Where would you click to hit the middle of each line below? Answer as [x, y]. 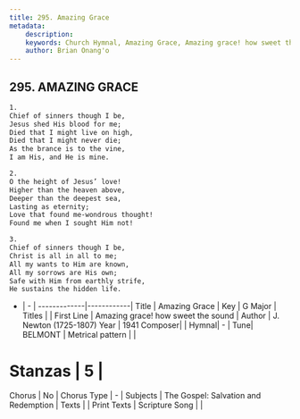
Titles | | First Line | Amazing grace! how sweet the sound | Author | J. [150, 316]
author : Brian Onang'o [67, 51]
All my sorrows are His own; [63, 272]
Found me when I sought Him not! [71, 223]
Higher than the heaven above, [67, 190]
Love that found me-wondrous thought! [81, 215]
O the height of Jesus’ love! [66, 181]
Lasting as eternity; [50, 206]
